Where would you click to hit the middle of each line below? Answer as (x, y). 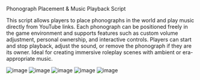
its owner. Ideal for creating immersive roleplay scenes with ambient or (94, 52)
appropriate (21, 59)
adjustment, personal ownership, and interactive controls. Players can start (99, 39)
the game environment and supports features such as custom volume (92, 33)
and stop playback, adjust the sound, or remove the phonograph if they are (99, 46)
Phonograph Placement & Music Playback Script (66, 9)
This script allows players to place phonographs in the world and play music (100, 20)
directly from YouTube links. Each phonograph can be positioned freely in (97, 27)
